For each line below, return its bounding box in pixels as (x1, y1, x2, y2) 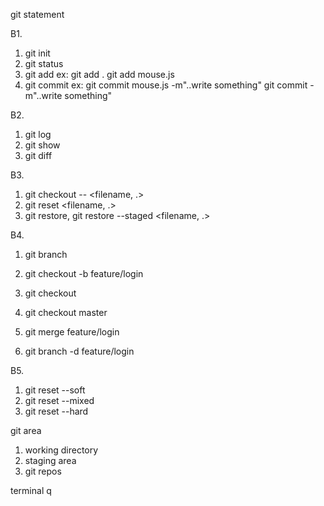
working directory (24, 444, 99, 456)
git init (24, 47, 51, 59)
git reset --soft (24, 384, 86, 396)
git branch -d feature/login (24, 345, 135, 357)
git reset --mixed (24, 395, 95, 406)
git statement (10, 9, 65, 20)
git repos (24, 465, 62, 477)
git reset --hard (24, 405, 89, 417)
